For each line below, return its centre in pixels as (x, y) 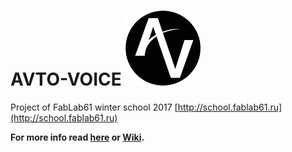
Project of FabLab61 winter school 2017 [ (94, 107)
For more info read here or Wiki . (77, 137)
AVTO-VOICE (66, 79)
